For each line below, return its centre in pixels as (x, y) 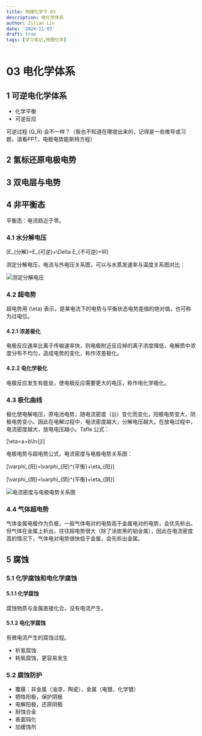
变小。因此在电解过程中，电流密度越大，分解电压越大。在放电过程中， (109, 421)
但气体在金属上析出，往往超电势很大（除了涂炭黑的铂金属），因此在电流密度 (100, 531)
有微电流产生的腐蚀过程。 (38, 637)
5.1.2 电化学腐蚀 (26, 623)
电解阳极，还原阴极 (39, 704)
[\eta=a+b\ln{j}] (26, 441)
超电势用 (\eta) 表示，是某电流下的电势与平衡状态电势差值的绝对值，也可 (96, 309)
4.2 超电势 (21, 294)
